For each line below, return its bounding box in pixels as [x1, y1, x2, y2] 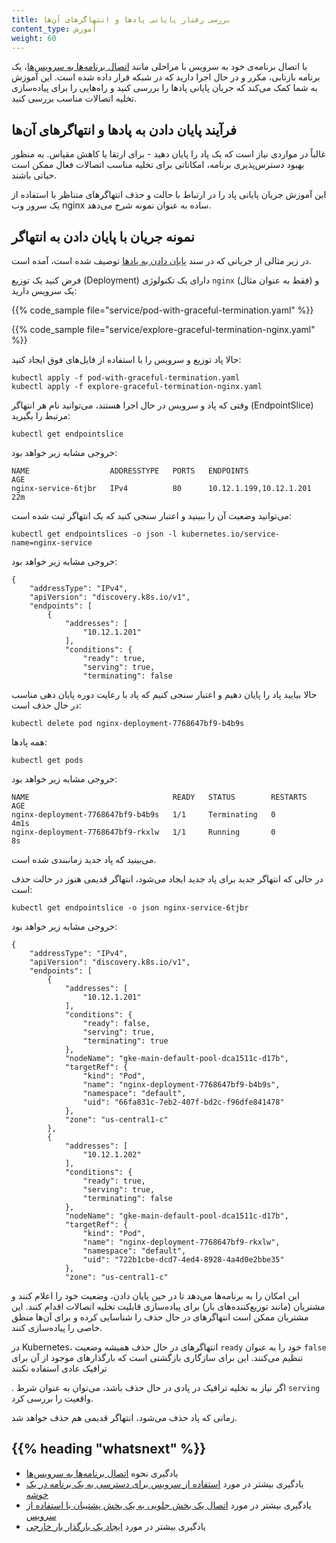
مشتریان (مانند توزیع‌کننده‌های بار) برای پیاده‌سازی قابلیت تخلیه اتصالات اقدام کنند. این [11, 1301, 326, 1312]
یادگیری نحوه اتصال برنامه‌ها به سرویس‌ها [25, 1467, 179, 1479]
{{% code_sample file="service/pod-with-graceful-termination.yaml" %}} [11, 304, 314, 316]
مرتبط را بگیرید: [11, 410, 71, 421]
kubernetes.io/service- [181, 529, 281, 539]
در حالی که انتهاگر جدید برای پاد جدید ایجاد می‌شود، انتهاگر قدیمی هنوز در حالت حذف [11, 873, 324, 885]
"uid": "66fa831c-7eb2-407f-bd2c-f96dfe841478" [82, 1097, 285, 1107]
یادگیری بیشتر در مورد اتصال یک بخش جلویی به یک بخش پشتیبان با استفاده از [25, 1499, 312, 1511]
